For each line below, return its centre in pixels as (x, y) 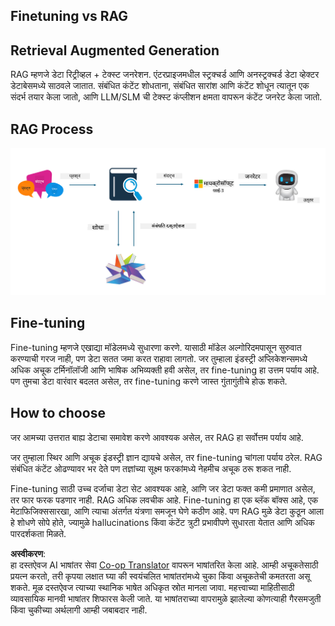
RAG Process (52, 129)
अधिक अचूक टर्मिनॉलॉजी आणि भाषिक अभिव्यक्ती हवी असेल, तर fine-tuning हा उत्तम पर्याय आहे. (165, 370)
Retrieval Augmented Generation (115, 50)
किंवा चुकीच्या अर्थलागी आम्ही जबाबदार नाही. (79, 610)
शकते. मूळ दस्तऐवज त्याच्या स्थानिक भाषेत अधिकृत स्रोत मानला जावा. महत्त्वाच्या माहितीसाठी (152, 587)
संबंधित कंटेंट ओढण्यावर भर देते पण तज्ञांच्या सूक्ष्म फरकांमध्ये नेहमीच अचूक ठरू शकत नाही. (151, 468)
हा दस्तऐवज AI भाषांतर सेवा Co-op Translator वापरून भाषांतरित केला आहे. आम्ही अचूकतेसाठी (164, 565)
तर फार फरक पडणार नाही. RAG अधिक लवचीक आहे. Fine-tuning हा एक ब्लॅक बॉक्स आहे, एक (164, 500)
